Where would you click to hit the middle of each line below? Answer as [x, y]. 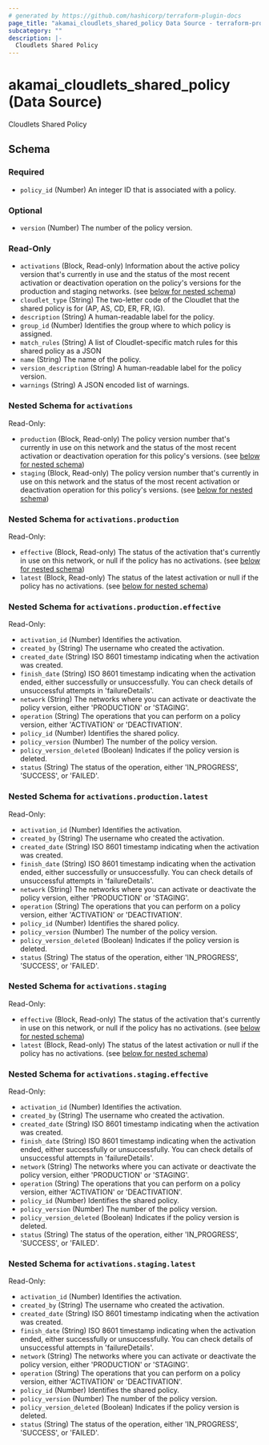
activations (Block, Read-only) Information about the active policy [130, 266]
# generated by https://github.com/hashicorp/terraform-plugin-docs [125, 16]
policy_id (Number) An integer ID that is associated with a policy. [128, 190]
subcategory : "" [35, 30]
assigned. [36, 334]
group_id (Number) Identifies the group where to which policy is [125, 326]
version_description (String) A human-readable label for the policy [130, 368]
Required [26, 172]
